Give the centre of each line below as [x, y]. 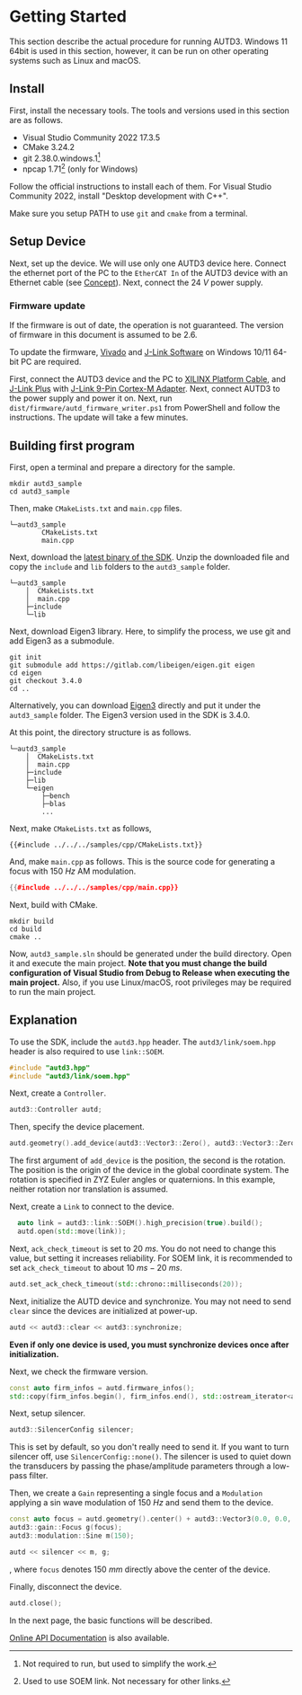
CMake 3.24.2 [48, 146]
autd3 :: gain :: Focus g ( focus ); [66, 1528]
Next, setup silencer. [47, 1414]
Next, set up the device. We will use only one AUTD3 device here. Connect [148, 263]
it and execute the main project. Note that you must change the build [138, 963]
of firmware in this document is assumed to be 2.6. [103, 335]
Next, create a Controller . [58, 1093]
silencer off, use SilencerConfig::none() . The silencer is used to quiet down [151, 1457]
